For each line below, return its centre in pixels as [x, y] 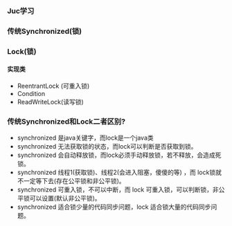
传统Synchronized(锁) [44, 31]
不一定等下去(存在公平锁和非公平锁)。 [71, 181]
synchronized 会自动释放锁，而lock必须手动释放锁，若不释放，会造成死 [119, 155]
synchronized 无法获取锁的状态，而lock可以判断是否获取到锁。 [107, 147]
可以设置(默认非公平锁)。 [65, 198]
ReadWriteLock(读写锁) [51, 102]
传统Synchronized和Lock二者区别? [66, 121]
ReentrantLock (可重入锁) [53, 86]
